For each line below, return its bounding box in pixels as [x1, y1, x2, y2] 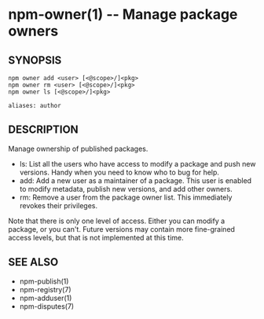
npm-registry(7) [19, 284, 71, 294]
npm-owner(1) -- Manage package [8, 5, 238, 24]
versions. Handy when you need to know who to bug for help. [19, 167, 220, 177]
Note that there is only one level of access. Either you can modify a [8, 216, 225, 225]
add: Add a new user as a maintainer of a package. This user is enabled [19, 175, 252, 185]
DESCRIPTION [8, 123, 79, 137]
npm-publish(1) [19, 277, 69, 286]
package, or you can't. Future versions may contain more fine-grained [8, 224, 236, 233]
